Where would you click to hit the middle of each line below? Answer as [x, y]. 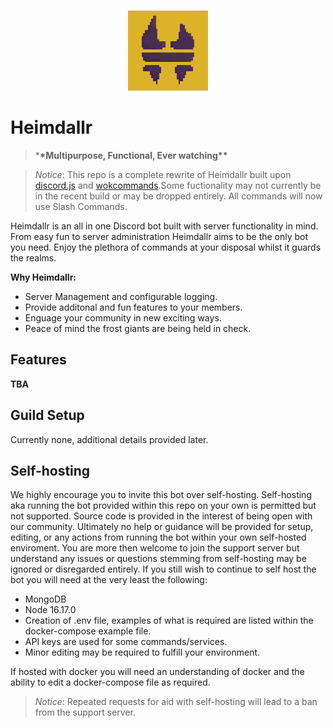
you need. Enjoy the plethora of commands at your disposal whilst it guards [166, 247]
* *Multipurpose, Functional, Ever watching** [131, 155]
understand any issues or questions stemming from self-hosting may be [158, 559]
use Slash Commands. [81, 206]
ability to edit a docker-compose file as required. [110, 682]
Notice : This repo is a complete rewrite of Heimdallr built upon [163, 174]
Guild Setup [47, 415]
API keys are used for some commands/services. [126, 642]
